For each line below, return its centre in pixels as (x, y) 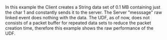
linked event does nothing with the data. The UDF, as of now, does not (77, 18)
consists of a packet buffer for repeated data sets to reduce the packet (78, 23)
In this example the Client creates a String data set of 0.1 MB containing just (83, 7)
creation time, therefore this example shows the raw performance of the (79, 28)
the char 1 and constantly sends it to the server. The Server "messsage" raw (84, 12)
